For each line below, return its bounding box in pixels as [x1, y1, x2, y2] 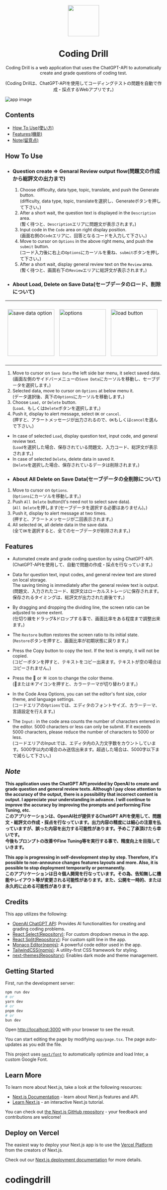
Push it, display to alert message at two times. [12, 510, 107, 516]
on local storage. [12, 577, 47, 583]
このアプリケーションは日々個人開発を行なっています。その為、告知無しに [5, 870, 157, 876]
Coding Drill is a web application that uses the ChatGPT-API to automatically [5, 64, 162, 70]
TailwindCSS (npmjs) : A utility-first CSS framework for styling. [12, 947, 138, 953]
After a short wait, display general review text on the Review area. [19, 261, 153, 267]
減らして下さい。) [16, 752, 51, 758]
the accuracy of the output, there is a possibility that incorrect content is [5, 791, 158, 797]
